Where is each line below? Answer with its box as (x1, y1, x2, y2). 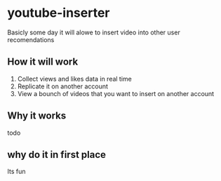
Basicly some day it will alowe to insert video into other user (7, 28, 180, 36)
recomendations (7, 35, 55, 43)
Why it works (7, 110, 67, 122)
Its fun (7, 167, 26, 176)
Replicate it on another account (17, 82, 109, 90)
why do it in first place (7, 149, 107, 161)
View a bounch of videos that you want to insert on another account (17, 89, 215, 98)
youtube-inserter (7, 5, 110, 21)
